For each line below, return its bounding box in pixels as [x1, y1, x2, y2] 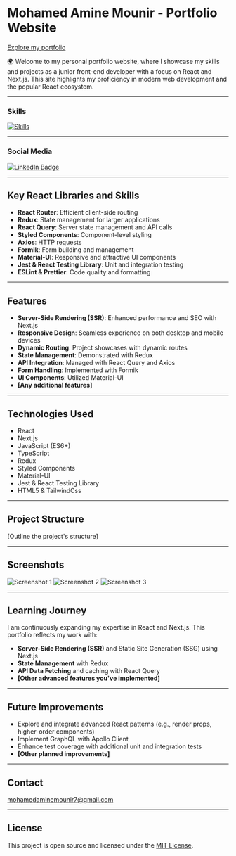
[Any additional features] [17, 381, 93, 390]
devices [17, 336, 41, 345]
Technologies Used [7, 408, 93, 420]
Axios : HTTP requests [17, 238, 82, 247]
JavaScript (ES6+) [17, 441, 71, 449]
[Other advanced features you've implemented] [17, 674, 160, 683]
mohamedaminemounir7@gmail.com [7, 796, 114, 804]
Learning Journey [7, 604, 87, 616]
